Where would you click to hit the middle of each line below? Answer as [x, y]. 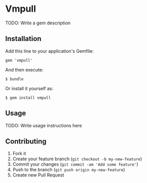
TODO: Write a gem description [38, 23]
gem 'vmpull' [19, 60]
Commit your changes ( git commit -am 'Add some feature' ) [75, 164]
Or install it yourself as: [29, 88]
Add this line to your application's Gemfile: [49, 51]
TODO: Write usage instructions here [44, 125]
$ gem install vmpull [28, 98]
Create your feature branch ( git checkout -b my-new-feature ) [77, 159]
